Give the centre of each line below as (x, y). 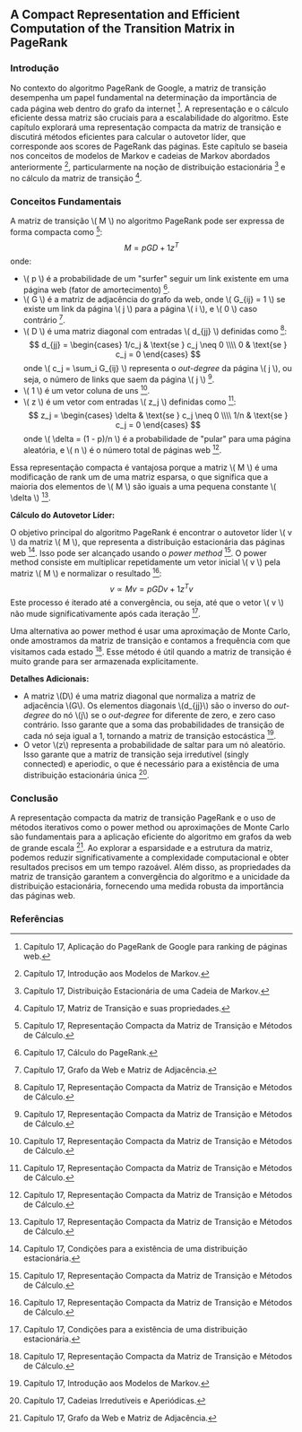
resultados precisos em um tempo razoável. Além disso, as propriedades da (151, 867)
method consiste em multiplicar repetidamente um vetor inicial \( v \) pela (146, 562)
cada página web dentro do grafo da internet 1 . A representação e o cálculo (150, 108)
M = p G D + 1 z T (151, 247)
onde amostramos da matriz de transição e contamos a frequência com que (150, 641)
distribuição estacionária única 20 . (86, 775)
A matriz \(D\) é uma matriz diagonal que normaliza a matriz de (139, 696)
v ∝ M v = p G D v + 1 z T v (151, 588)
